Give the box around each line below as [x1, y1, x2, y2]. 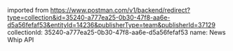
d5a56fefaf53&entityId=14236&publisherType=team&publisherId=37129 [7, 21, 216, 29]
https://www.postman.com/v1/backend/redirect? [50, 6, 191, 14]
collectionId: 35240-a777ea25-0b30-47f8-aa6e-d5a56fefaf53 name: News [7, 28, 226, 36]
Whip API [7, 36, 34, 44]
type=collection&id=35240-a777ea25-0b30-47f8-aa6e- [7, 13, 171, 22]
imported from [7, 6, 49, 14]
